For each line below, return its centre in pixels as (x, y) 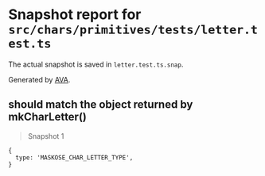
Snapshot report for (75, 15)
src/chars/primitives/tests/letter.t (133, 30)
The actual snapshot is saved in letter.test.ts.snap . (96, 64)
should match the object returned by (101, 105)
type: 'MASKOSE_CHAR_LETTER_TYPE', (74, 157)
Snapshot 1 (46, 136)
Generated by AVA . (39, 79)
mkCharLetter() (48, 117)
